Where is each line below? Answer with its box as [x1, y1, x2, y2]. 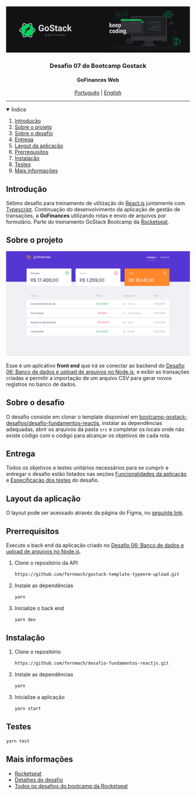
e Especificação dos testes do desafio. [6, 477, 100, 484]
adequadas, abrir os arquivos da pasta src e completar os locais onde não [6, 426, 185, 433]
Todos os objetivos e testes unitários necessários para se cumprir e [6, 464, 169, 471]
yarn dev [14, 616, 36, 622]
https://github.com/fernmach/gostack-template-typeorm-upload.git [14, 571, 180, 577]
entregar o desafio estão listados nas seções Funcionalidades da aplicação [6, 471, 187, 478]
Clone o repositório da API [14, 559, 78, 566]
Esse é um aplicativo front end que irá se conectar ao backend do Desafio [6, 362, 185, 369]
